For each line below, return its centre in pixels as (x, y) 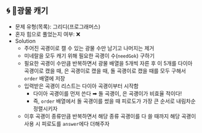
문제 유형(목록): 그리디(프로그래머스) (58, 27)
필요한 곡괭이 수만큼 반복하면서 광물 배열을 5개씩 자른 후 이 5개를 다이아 (108, 63)
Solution (25, 41)
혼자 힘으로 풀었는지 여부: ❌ (47, 34)
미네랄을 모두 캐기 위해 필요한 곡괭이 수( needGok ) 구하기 (89, 56)
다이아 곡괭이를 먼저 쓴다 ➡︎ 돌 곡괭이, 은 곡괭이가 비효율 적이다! (107, 93)
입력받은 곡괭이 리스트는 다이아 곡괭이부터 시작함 (81, 86)
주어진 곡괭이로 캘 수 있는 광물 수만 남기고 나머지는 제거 (89, 48)
